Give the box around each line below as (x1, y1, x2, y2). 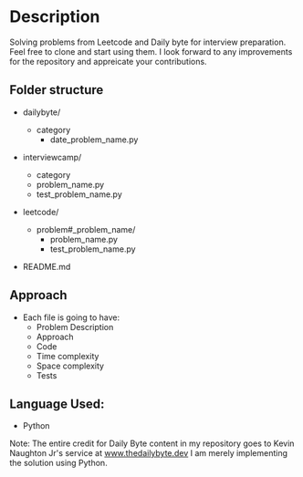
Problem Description (36, 321, 114, 332)
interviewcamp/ (22, 151, 82, 162)
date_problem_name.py (49, 134, 139, 145)
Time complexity (36, 350, 99, 361)
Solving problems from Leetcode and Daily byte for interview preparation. (9, 36, 287, 47)
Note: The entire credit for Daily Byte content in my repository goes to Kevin (9, 438, 295, 449)
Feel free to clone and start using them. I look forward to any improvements (9, 46, 293, 57)
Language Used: (9, 396, 105, 411)
